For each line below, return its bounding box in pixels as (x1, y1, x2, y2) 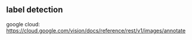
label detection (6, 5, 63, 15)
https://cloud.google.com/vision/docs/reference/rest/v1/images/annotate (6, 27, 186, 34)
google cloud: (6, 20, 41, 27)
